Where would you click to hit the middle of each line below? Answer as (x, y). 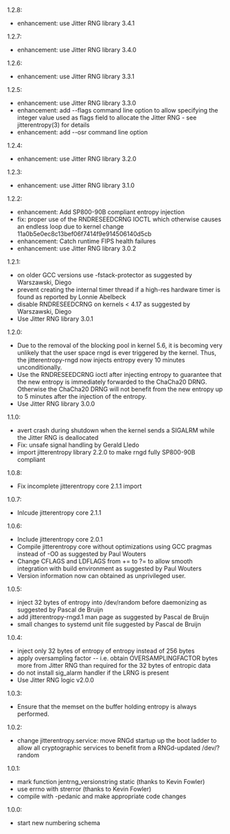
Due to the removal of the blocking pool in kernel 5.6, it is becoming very (120, 345)
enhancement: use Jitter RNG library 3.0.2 (77, 248)
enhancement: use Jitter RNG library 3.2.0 (77, 159)
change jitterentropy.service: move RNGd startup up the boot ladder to (117, 740)
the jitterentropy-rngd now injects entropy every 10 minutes (101, 360)
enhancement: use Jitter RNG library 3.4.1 (76, 23)
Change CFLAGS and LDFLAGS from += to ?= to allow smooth (105, 561)
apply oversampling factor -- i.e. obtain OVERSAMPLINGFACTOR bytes (117, 658)
